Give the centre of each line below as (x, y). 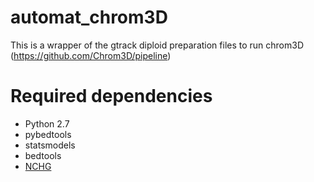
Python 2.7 (47, 123)
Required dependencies (111, 96)
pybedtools (48, 134)
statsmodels (50, 145)
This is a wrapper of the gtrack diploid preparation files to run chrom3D (157, 45)
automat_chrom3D (89, 17)
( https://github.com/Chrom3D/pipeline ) (91, 55)
